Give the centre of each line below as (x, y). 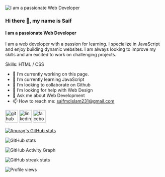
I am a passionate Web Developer (41, 33)
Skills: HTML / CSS (25, 64)
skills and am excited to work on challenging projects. (61, 55)
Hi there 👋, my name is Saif (38, 21)
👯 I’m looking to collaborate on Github (51, 85)
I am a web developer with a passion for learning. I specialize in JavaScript (82, 44)
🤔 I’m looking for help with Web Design (53, 90)
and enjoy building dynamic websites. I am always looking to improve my (80, 49)
